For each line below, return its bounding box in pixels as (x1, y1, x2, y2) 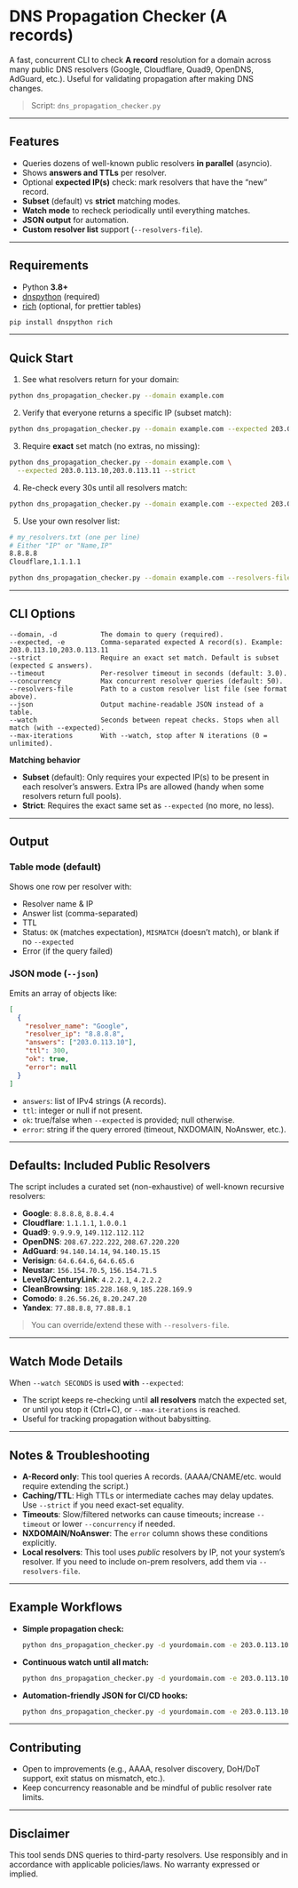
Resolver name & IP (21, 898, 94, 908)
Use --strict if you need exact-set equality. (21, 1500, 184, 1510)
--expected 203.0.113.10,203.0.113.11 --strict (17, 466, 197, 475)
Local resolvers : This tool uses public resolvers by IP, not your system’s (21, 1547, 286, 1557)
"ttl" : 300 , (25, 1046, 69, 1055)
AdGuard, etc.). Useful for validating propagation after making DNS (9, 73, 255, 84)
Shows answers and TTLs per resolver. (21, 167, 167, 178)
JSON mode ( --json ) (9, 967, 99, 980)
